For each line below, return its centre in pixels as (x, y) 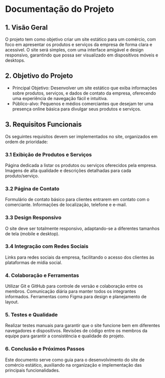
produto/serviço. (22, 176)
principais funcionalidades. (33, 370)
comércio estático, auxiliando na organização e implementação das (73, 365)
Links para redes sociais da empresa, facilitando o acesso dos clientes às (80, 257)
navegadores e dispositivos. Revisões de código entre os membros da (76, 331)
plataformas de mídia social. (34, 262)
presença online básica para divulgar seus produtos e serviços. (77, 109)
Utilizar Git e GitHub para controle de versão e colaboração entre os (74, 286)
